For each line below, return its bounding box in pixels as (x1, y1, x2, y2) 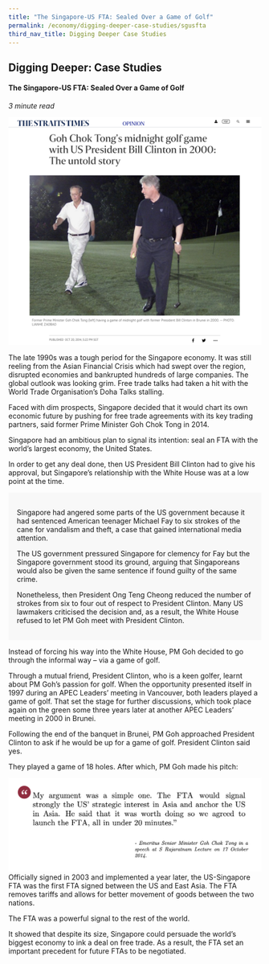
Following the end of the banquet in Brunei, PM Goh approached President (8, 728, 255, 739)
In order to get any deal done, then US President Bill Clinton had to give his (8, 459, 255, 470)
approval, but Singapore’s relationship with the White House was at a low (8, 468, 250, 478)
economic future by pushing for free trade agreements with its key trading (8, 411, 253, 421)
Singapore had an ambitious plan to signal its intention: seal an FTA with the (8, 435, 259, 445)
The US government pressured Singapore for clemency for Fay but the (16, 549, 251, 559)
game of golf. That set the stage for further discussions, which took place (8, 696, 251, 706)
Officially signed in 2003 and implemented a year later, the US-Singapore (8, 872, 251, 882)
